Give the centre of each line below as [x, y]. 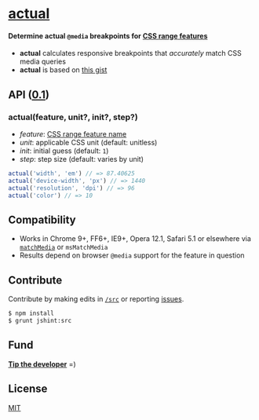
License [28, 389]
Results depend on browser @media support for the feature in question [132, 255]
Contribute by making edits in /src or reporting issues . [96, 299]
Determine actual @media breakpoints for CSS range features [108, 35]
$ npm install [31, 314]
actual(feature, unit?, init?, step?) [73, 117]
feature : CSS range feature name [73, 134]
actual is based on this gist [63, 70]
